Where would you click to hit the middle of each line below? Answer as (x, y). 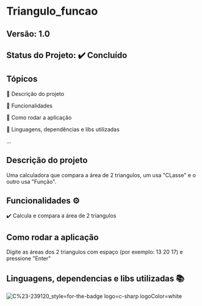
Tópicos (22, 79)
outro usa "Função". (31, 181)
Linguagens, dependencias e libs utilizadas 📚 (96, 278)
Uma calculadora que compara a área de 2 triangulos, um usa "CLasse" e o (101, 175)
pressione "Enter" (29, 258)
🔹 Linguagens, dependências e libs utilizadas (63, 129)
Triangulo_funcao (52, 11)
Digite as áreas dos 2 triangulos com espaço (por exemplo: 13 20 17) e (95, 252)
